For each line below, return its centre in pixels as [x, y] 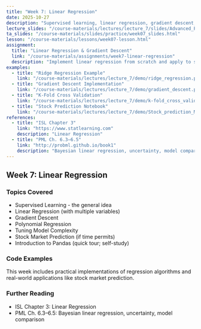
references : [21, 117]
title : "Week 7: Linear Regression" [52, 12]
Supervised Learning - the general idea [63, 205]
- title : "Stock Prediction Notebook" [60, 106]
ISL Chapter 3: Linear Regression [56, 306]
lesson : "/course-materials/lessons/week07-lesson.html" [79, 39]
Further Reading [30, 294]
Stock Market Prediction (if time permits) [65, 237]
